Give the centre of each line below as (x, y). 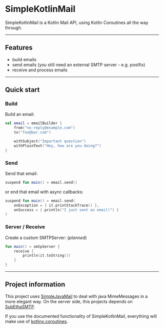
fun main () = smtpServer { (32, 246)
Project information (35, 285)
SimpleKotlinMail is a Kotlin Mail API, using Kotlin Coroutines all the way (77, 22)
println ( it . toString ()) (47, 256)
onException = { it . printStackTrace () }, (56, 205)
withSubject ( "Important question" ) (50, 141)
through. (14, 27)
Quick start (22, 90)
